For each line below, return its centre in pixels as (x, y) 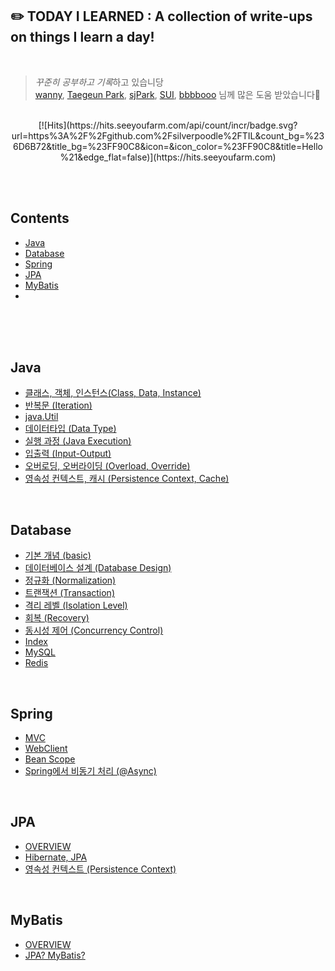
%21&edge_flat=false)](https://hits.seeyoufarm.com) (168, 157)
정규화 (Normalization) (70, 580)
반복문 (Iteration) (58, 405)
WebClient (46, 749)
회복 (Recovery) (57, 618)
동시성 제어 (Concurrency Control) (94, 630)
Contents (40, 218)
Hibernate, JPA (56, 857)
